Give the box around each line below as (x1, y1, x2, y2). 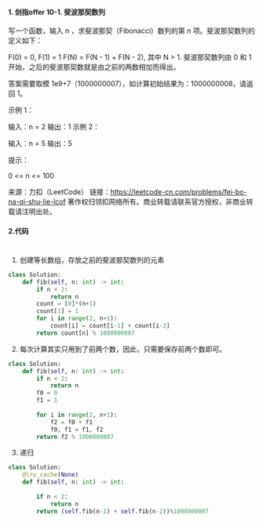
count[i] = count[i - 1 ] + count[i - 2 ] (49, 322, 170, 330)
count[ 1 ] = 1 (36, 307, 79, 315)
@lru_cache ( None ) (22, 471, 79, 479)
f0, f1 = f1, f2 (49, 426, 104, 433)
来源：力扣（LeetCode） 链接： (8, 187, 111, 197)
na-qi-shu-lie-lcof (8, 197, 67, 207)
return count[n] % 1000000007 (36, 329, 135, 337)
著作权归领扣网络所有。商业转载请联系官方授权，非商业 (68, 197, 247, 207)
